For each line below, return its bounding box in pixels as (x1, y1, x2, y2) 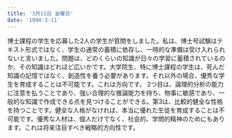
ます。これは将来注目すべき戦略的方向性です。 (7, 123, 140, 132)
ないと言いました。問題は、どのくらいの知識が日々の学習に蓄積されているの (7, 53, 226, 62)
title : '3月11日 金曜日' (7, 10, 74, 17)
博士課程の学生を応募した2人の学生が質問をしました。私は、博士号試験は (7, 36, 217, 45)
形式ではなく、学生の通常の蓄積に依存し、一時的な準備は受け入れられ (25, 45, 226, 53)
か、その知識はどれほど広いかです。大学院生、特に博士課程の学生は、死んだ (7, 62, 225, 71)
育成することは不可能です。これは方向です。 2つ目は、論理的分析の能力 (19, 80, 224, 88)
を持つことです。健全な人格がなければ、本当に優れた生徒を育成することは (7, 105, 220, 114)
